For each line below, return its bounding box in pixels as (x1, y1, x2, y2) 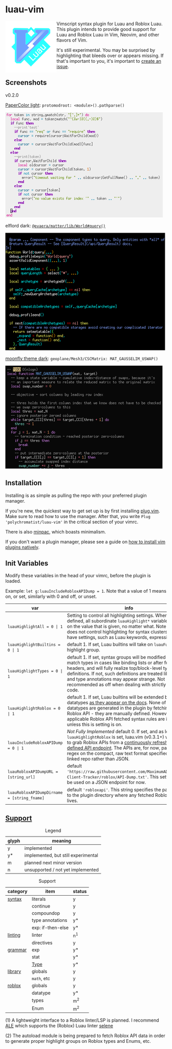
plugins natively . (5, 544, 40, 550)
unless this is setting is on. (67, 721, 123, 727)
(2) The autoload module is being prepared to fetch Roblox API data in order (5, 1033, 165, 1039)
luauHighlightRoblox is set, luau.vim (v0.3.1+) (67, 734, 165, 740)
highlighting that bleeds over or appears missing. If (56, 52, 164, 59)
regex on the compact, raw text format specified (67, 750, 169, 757)
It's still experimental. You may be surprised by (56, 47, 155, 53)
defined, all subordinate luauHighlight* (67, 618, 150, 624)
